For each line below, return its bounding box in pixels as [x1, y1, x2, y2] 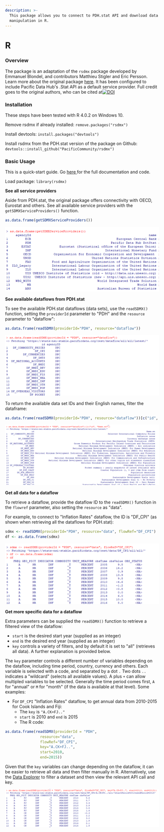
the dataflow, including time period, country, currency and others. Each [5, 663, 148, 669]
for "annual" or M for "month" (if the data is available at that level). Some [5, 684, 150, 690]
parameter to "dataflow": [5, 316, 55, 322]
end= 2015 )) [40, 755, 62, 760]
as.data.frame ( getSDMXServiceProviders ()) [5, 218, 93, 223]
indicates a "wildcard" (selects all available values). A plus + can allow [5, 673, 146, 679]
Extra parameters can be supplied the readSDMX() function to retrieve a [5, 618, 147, 624]
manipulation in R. [9, 18, 49, 23]
